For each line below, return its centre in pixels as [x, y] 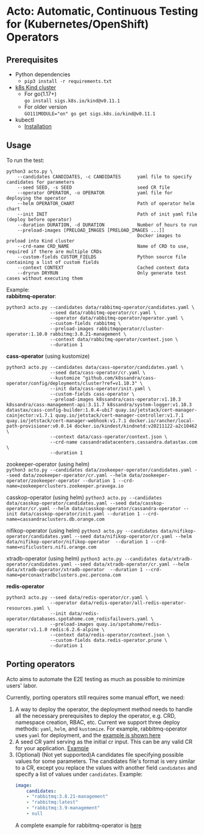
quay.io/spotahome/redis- [129, 624]
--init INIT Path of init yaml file [107, 214]
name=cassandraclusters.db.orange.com [55, 519]
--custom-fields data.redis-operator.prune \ [108, 640]
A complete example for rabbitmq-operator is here [78, 825]
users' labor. [22, 685]
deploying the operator [37, 198]
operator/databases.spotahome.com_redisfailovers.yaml [77, 619]
